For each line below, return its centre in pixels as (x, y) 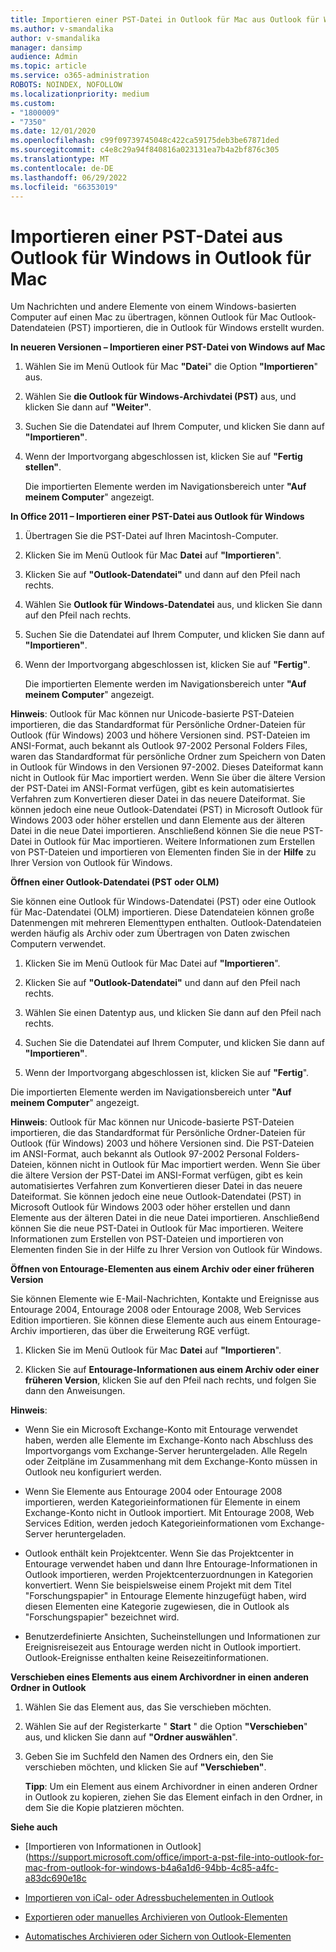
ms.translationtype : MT (60, 159)
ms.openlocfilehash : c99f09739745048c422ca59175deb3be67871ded (145, 141)
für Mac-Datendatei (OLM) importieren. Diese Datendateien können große (162, 912)
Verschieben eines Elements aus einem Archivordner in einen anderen (160, 1677)
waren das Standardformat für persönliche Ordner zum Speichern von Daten (168, 757)
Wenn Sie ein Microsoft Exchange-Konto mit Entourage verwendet (161, 1430)
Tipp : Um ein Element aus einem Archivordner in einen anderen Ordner (171, 1787)
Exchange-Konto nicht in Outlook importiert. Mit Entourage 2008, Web (169, 1513)
